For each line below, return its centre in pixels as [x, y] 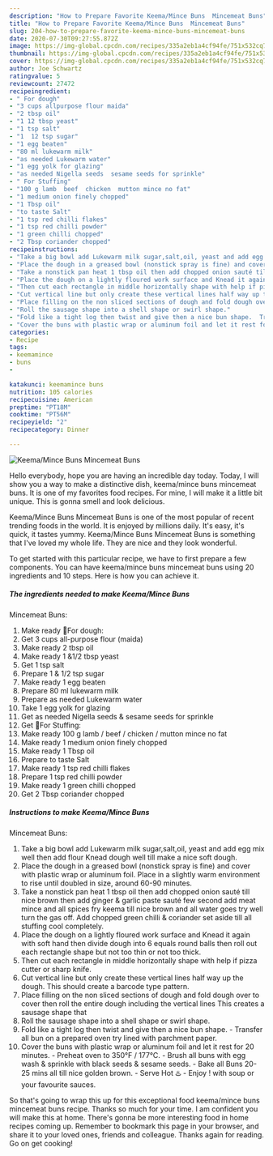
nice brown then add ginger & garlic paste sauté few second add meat [138, 900]
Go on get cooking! [41, 1143]
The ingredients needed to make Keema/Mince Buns [99, 594]
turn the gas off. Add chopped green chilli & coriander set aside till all [136, 917]
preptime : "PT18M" [40, 407]
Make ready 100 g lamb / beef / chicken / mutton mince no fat [124, 733]
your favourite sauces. [58, 1084]
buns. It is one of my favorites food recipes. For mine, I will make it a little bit [136, 493]
